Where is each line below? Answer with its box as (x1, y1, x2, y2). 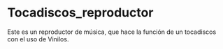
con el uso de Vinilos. (7, 35, 69, 43)
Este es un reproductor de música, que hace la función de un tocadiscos (7, 28, 217, 36)
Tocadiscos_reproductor (7, 5, 154, 21)
